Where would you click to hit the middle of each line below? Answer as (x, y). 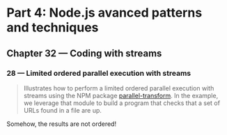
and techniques (53, 27)
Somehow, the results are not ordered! (61, 124)
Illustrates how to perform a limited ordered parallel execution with (119, 88)
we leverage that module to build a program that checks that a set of (122, 103)
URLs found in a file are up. (63, 110)
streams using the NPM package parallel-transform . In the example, (121, 95)
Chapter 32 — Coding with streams (84, 53)
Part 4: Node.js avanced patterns (104, 13)
